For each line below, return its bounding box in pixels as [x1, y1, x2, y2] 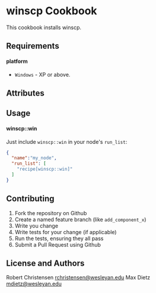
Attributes [6, 88, 44, 98]
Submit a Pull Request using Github [14, 241, 101, 248]
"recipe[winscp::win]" [17, 166, 73, 172]
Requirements [6, 41, 59, 51]
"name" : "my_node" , [11, 155, 58, 161]
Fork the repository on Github [14, 209, 87, 216]
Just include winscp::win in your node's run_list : [6, 138, 128, 145]
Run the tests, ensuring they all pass [14, 235, 104, 242]
